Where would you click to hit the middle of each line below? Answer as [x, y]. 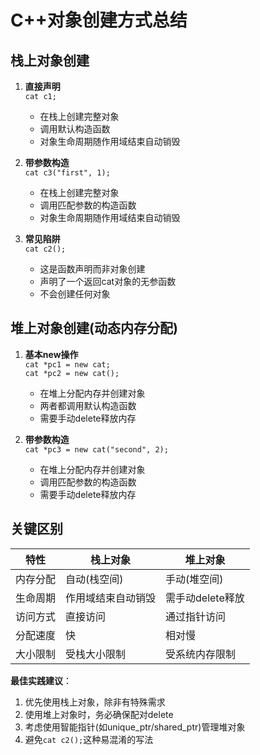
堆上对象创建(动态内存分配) [94, 328]
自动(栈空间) [94, 579]
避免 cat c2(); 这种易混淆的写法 [89, 739]
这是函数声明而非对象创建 [92, 269]
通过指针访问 [196, 616]
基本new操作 [51, 354]
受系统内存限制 [201, 654]
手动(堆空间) [194, 579]
